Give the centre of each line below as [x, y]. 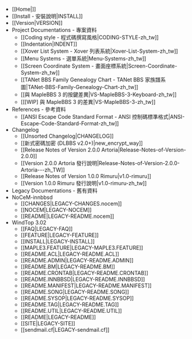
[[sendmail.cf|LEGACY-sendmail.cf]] [65, 330]
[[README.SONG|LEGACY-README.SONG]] [75, 292]
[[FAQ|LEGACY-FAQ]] [47, 229]
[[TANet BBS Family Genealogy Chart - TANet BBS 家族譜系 [93, 80]
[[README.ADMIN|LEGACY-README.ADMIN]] [77, 260]
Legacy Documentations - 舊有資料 [55, 191]
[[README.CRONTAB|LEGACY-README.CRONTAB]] [84, 273]
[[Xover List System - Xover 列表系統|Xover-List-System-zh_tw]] [99, 51]
